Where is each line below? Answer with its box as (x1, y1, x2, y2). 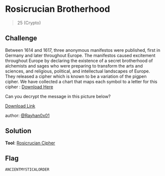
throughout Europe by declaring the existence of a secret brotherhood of (5, 58, 153, 64)
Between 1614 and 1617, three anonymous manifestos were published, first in (5, 47, 161, 53)
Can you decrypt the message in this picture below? (5, 93, 111, 99)
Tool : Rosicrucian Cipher (5, 140, 56, 146)
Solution (5, 127, 32, 135)
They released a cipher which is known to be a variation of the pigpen (5, 73, 147, 79)
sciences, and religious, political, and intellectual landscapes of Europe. (5, 68, 150, 74)
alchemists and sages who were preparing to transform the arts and (5, 63, 143, 69)
